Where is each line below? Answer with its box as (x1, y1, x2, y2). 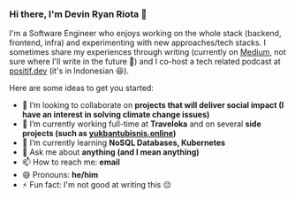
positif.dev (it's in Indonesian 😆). (9, 65, 130, 76)
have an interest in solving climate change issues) (21, 110, 210, 120)
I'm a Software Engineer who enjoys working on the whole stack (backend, (9, 28, 282, 39)
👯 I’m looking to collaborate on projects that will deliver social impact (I (21, 100, 284, 111)
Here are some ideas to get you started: (9, 83, 155, 94)
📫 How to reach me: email (21, 157, 121, 167)
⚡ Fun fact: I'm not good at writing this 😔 (21, 180, 172, 190)
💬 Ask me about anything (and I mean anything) (21, 147, 200, 157)
